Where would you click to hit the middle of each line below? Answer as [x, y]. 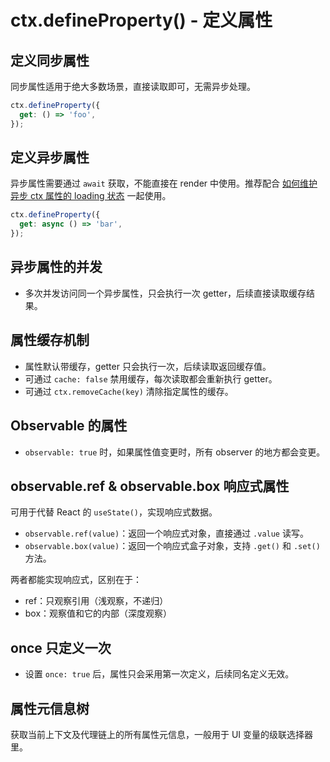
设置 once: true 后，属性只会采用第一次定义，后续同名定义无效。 [159, 674]
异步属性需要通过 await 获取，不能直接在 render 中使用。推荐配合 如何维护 [164, 183]
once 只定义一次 [61, 647]
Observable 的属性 [69, 426]
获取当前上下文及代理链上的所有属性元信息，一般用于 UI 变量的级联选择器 [162, 734]
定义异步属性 [50, 157]
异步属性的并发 [56, 267]
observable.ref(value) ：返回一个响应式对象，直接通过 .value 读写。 [166, 533]
